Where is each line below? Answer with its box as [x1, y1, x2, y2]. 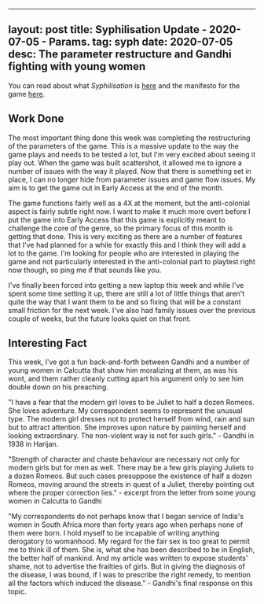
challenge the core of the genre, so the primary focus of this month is [8, 223, 233, 233]
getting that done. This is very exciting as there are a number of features [8, 231, 243, 241]
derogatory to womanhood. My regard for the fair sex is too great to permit [8, 536, 250, 547]
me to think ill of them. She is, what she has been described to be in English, [8, 545, 255, 554]
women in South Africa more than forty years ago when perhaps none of [8, 520, 244, 529]
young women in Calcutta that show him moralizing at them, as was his [8, 366, 238, 375]
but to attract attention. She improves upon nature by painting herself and [8, 422, 246, 433]
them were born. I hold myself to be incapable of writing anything [8, 528, 220, 538]
